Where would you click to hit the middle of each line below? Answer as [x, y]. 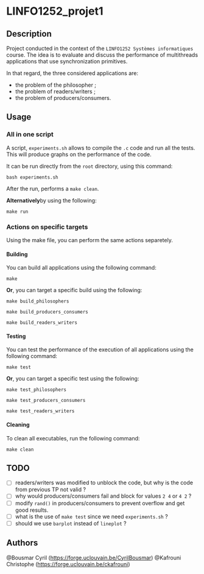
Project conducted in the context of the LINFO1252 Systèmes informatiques [100, 48]
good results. [32, 510]
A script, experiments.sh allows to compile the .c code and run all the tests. [101, 148]
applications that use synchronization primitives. [67, 61]
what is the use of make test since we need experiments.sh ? [92, 516]
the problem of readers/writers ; [55, 91]
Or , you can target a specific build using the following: [74, 290]
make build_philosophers [38, 301]
